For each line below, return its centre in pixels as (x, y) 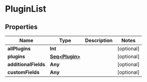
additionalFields (26, 64)
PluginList (26, 9)
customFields (24, 72)
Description (99, 41)
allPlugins (19, 49)
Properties (21, 27)
